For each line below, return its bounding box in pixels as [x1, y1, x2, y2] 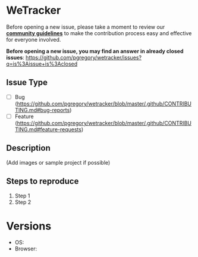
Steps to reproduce [6, 177, 79, 187]
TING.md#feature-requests [14, 126, 82, 133]
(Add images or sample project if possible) [6, 159, 111, 166]
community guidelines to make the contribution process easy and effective [6, 29, 192, 36]
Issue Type [6, 78, 48, 88]
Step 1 [14, 192, 30, 199]
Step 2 [14, 198, 32, 206]
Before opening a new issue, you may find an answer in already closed [6, 47, 184, 54]
